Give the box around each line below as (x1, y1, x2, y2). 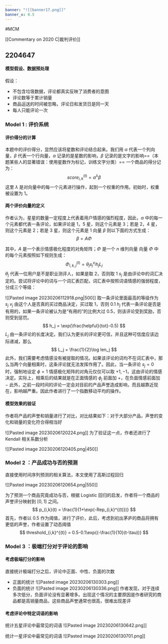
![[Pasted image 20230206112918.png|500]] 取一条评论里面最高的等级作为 (5, 295, 159, 301)
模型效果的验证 (5, 400, 36, 407)
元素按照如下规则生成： (18, 252, 66, 258)
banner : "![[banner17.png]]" (5, 7, 66, 13)
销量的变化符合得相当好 (13, 419, 62, 425)
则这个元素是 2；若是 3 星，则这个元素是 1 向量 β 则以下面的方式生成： (5, 227, 151, 233)
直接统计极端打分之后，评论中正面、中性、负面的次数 (5, 568, 115, 574)
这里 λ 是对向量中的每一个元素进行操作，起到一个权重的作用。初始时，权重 (5, 184, 159, 190)
